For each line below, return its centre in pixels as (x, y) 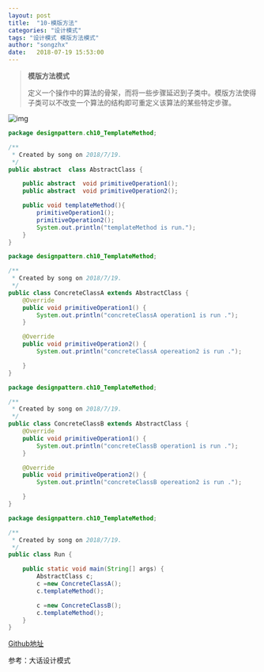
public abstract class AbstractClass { (76, 170)
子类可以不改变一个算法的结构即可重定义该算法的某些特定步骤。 (131, 103)
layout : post (30, 15)
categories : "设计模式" (45, 30)
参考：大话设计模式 (40, 661)
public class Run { (40, 555)
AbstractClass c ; (65, 577)
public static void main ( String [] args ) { (93, 569)
